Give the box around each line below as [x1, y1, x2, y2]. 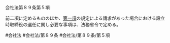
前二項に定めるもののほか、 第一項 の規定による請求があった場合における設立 [5, 15, 165, 21]
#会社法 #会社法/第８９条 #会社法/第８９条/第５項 [5, 32, 110, 38]
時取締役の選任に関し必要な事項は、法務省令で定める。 [5, 22, 121, 27]
